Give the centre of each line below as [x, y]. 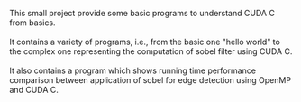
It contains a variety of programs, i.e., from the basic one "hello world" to [145, 42]
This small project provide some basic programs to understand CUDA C [142, 13]
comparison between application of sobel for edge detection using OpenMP [150, 80]
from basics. [32, 23]
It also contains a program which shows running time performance [133, 70]
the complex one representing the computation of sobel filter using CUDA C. [151, 51]
